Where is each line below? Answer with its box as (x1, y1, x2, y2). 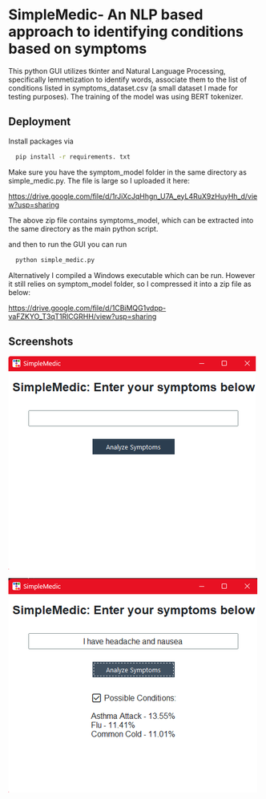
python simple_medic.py (15, 256, 95, 264)
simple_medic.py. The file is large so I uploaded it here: (8, 176, 191, 185)
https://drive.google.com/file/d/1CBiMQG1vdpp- (8, 303, 167, 313)
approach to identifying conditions (8, 22, 244, 41)
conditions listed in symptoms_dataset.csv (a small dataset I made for (8, 83, 238, 93)
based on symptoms (8, 40, 147, 58)
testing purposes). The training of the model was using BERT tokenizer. (8, 91, 244, 101)
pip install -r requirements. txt (15, 152, 131, 161)
